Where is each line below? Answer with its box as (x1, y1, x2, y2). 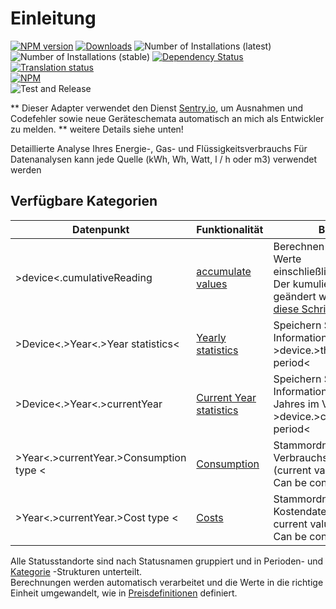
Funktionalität (196, 222, 264, 236)
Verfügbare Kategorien (10, 193, 158, 210)
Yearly (196, 330, 227, 344)
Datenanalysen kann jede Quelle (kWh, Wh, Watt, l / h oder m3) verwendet (10, 153, 318, 165)
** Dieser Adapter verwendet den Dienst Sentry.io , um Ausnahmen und (10, 102, 304, 114)
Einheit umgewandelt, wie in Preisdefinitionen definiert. (10, 587, 238, 599)
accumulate (196, 264, 252, 278)
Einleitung (10, 7, 97, 30)
